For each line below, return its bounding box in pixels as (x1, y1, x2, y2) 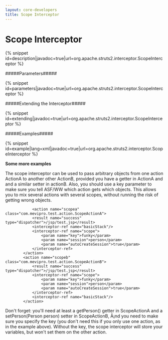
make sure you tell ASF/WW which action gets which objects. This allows (5, 187, 156, 193)
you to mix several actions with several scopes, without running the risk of (5, 192, 159, 198)
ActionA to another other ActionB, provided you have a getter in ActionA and (5, 176, 163, 182)
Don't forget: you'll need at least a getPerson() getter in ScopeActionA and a (5, 308, 163, 314)
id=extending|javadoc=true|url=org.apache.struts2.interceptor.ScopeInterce (5, 116, 163, 122)
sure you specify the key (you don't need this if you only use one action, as (5, 318, 160, 324)
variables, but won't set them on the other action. (5, 329, 107, 335)
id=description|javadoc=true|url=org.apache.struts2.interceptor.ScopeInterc (5, 56, 163, 62)
